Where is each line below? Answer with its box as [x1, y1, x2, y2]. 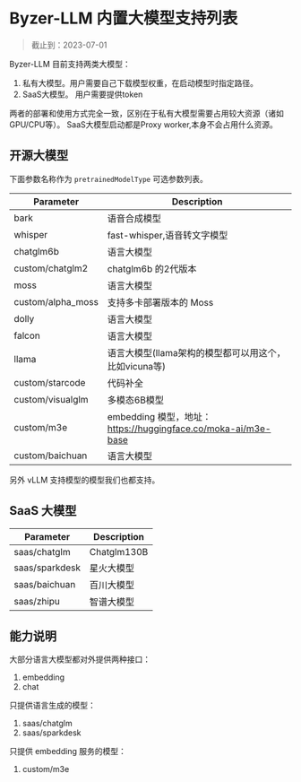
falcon [13, 329, 40, 342]
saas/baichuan [13, 578, 76, 590]
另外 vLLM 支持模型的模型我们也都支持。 [9, 474, 160, 485]
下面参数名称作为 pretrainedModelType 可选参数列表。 [9, 173, 208, 184]
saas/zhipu [13, 595, 61, 607]
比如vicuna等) [107, 360, 167, 372]
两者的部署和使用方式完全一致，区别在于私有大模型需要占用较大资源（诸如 [9, 108, 284, 118]
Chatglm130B [89, 545, 149, 558]
